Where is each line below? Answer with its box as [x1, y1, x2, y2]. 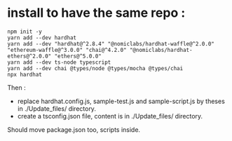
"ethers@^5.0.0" [54, 53, 102, 60]
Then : [7, 83, 26, 92]
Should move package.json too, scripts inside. [7, 125, 141, 134]
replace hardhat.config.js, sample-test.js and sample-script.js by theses [17, 97, 226, 105]
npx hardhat [7, 71, 42, 78]
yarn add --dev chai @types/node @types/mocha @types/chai [7, 65, 184, 72]
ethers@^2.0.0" [7, 53, 52, 60]
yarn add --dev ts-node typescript [7, 58, 111, 66]
